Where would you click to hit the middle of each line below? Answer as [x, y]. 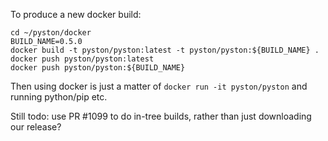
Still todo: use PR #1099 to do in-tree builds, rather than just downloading [161, 116]
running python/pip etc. [59, 97]
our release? [36, 127]
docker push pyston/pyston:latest [82, 59]
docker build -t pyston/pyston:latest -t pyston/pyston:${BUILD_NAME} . [165, 50]
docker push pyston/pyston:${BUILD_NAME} [98, 68]
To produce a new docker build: [76, 14]
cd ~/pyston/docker [51, 33]
